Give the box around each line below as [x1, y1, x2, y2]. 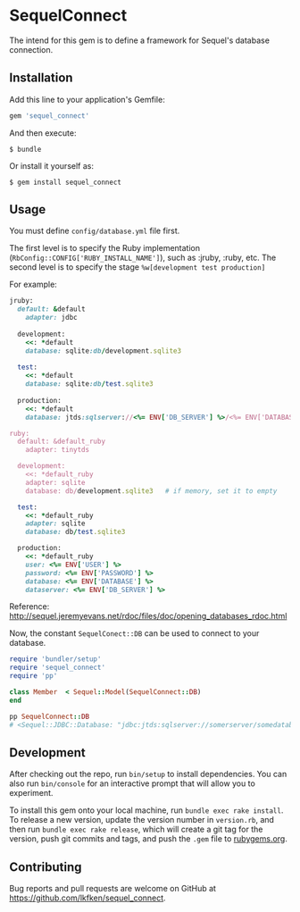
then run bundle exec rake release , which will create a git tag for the [9, 824, 263, 835]
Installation [9, 71, 73, 86]
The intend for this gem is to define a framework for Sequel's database [9, 35, 271, 46]
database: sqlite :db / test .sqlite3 [25, 380, 154, 389]
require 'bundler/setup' [9, 655, 102, 664]
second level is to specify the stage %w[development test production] [9, 262, 266, 272]
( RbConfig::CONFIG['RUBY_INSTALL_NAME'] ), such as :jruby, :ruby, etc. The [9, 252, 277, 264]
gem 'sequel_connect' [9, 111, 90, 121]
